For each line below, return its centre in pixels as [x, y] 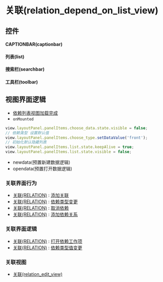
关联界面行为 [21, 183]
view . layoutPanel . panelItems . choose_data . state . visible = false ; [76, 128]
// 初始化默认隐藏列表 [26, 142]
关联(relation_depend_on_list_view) [82, 10]
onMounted [23, 119]
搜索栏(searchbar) [25, 69]
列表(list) [15, 56]
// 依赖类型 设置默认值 [27, 133]
